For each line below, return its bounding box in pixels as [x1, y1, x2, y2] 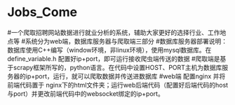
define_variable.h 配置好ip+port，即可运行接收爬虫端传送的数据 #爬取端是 [7, 54, 220, 63]
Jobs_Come [7, 4, 78, 20]
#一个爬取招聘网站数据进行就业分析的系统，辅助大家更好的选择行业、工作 [7, 28, 220, 36]
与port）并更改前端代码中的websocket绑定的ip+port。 [7, 89, 165, 98]
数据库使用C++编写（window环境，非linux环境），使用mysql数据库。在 [7, 45, 212, 54]
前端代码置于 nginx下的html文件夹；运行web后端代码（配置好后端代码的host [7, 80, 229, 89]
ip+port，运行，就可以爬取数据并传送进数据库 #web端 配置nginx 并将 [25, 71, 226, 80]
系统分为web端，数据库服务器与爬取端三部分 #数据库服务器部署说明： [25, 36, 228, 45]
